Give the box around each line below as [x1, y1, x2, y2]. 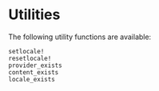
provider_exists [8, 61, 62, 69]
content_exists [8, 68, 59, 77]
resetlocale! [8, 54, 52, 62]
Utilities [8, 6, 61, 24]
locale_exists [8, 75, 56, 83]
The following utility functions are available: [8, 32, 152, 42]
